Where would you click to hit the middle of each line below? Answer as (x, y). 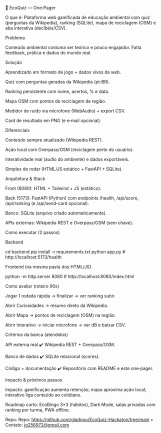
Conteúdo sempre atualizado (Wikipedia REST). (54, 140)
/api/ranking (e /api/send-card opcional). (47, 203)
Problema (15, 38)
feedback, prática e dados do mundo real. (48, 53)
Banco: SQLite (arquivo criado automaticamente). (56, 213)
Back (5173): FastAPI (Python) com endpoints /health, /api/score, (72, 198)
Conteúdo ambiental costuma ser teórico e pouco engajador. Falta (73, 47)
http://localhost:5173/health (33, 257)
